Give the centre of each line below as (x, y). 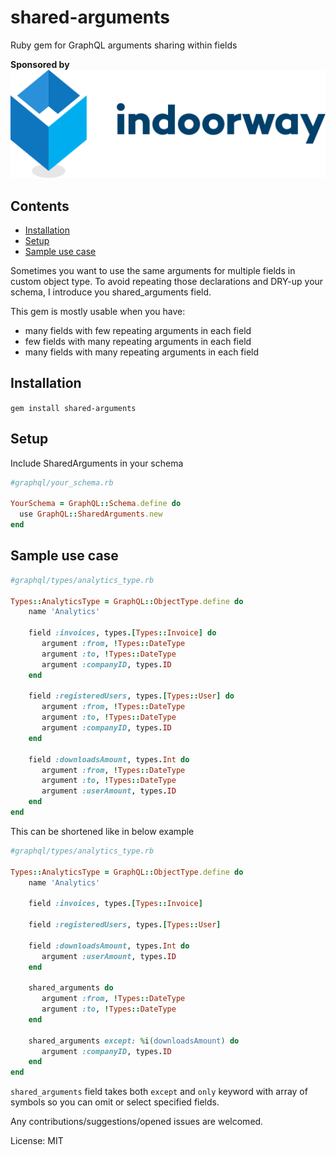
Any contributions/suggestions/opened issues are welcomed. (137, 1122)
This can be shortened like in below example (102, 831)
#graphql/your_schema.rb (62, 482)
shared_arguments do (71, 988)
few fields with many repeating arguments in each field (138, 341)
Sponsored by (40, 64)
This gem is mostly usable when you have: (98, 311)
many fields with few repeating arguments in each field (138, 330)
